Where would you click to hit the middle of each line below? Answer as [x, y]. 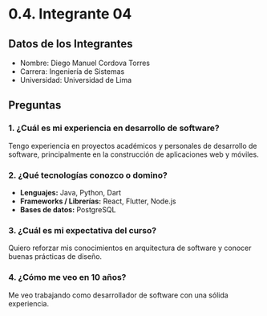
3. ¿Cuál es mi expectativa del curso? [83, 230]
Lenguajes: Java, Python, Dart [71, 192]
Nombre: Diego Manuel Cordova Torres [85, 63]
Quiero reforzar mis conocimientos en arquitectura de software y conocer [130, 248]
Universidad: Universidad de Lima [76, 80]
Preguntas [35, 105]
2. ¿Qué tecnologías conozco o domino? [88, 175]
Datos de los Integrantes [71, 44]
